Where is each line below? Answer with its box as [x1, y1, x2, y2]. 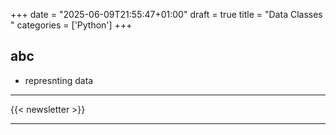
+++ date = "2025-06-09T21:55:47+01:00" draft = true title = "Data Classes [10, 9, 323, 20]
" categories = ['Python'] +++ [10, 19, 133, 31]
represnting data [24, 74, 94, 86]
